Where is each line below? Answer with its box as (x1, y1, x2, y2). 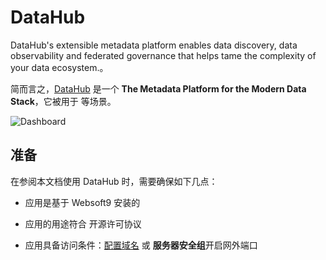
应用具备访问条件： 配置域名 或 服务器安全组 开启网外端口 (24, 239, 258, 251)
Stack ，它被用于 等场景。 (10, 95, 117, 107)
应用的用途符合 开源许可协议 (24, 217, 142, 230)
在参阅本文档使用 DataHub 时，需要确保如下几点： (10, 175, 218, 187)
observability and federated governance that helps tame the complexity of (10, 49, 317, 61)
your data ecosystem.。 (10, 61, 109, 73)
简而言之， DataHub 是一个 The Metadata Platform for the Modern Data (10, 82, 307, 95)
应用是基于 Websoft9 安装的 (24, 196, 141, 208)
